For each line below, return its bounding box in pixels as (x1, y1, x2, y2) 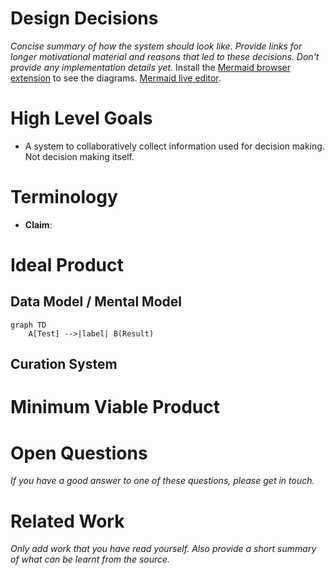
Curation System (10, 356, 118, 373)
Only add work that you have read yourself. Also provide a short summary (10, 543, 317, 555)
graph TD (10, 320, 47, 330)
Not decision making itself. (24, 150, 135, 162)
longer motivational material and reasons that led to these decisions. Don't (10, 50, 320, 62)
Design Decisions (10, 7, 159, 30)
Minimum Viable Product (10, 396, 221, 419)
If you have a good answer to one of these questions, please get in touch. (10, 475, 315, 487)
